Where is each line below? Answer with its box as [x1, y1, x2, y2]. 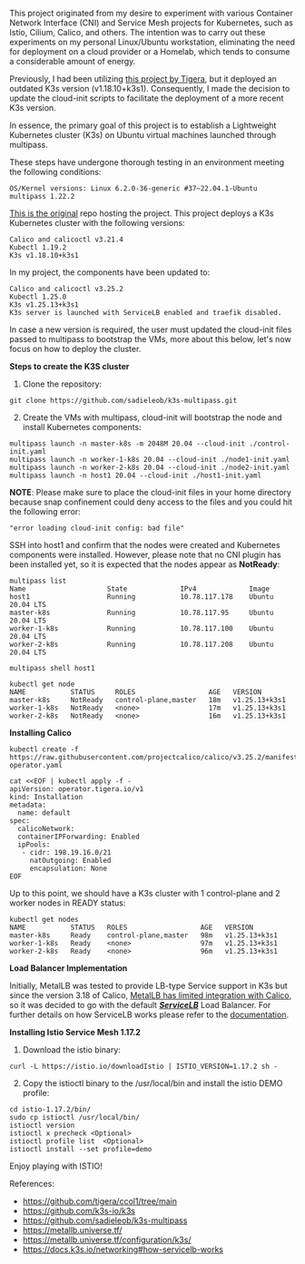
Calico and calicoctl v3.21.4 [9, 235, 124, 244]
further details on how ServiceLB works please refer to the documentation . [9, 1009, 289, 1020]
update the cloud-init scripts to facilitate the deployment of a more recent [9, 93, 284, 103]
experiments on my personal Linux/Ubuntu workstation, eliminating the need [9, 36, 295, 47]
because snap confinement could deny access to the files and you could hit [9, 496, 293, 507]
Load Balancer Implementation [9, 963, 128, 974]
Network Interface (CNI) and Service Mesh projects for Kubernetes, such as [9, 17, 293, 28]
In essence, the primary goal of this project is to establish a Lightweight [9, 120, 277, 131]
